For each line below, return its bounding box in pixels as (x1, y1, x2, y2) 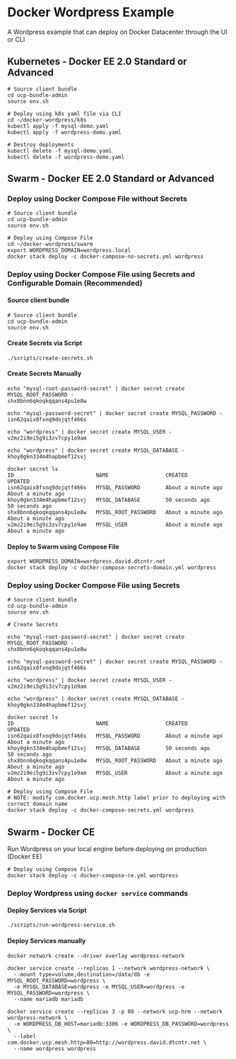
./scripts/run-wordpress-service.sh (7, 922, 115, 929)
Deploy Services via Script (7, 906, 87, 914)
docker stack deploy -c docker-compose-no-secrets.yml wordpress (7, 253, 203, 260)
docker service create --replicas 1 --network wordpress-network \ (7, 964, 211, 972)
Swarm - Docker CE (7, 826, 95, 838)
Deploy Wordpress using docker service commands (7, 889, 189, 899)
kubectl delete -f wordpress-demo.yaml (7, 153, 125, 160)
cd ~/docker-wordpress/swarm (7, 241, 93, 248)
